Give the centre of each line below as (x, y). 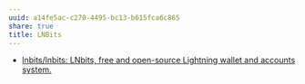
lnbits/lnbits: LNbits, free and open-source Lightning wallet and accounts (158, 61)
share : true (31, 26)
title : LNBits (36, 34)
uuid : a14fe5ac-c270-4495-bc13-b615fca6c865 (94, 18)
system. (36, 70)
